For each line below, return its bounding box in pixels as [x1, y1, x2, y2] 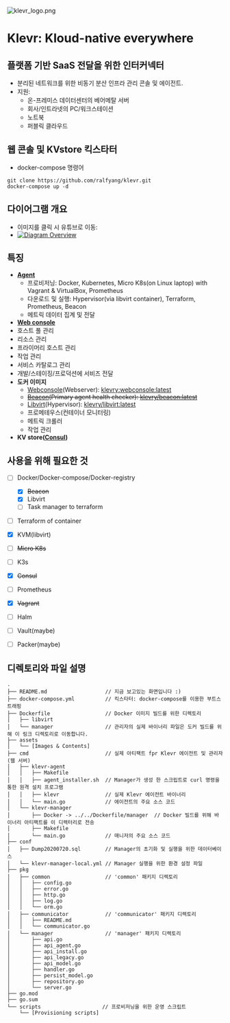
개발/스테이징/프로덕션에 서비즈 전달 [16, 369, 114, 377]
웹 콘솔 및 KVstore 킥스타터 [7, 144, 118, 156]
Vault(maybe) [16, 626, 55, 635]
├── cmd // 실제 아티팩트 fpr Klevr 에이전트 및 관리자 [7, 750, 223, 757]
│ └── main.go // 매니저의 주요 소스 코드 [7, 832, 171, 839]
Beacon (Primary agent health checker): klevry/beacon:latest [27, 393, 198, 401]
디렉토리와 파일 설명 [7, 662, 86, 674]
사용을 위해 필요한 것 [7, 455, 88, 467]
